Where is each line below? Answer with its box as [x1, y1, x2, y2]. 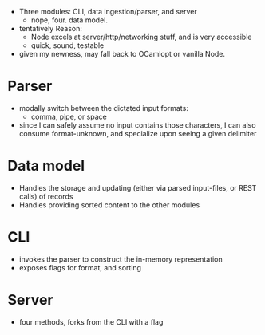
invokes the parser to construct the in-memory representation [18, 254, 223, 264]
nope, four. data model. [30, 15, 109, 25]
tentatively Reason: [18, 24, 83, 33]
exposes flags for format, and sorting [18, 262, 141, 272]
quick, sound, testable [30, 41, 105, 50]
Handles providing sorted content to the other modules [18, 199, 200, 210]
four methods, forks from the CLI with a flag [18, 317, 164, 326]
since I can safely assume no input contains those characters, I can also [18, 120, 256, 130]
